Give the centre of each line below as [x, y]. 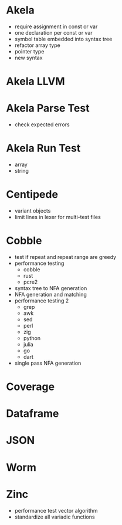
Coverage [30, 387]
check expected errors [42, 124]
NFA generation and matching [50, 294]
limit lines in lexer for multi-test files [57, 217]
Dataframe [33, 414]
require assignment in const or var [56, 26]
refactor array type [37, 45]
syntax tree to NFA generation [51, 288]
